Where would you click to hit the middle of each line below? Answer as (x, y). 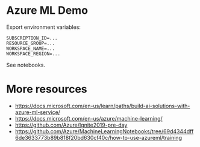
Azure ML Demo (47, 10)
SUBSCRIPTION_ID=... (32, 38)
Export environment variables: (44, 27)
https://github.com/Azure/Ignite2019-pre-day (71, 125)
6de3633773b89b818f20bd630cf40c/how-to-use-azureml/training (98, 137)
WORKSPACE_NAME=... (31, 49)
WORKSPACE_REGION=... (33, 54)
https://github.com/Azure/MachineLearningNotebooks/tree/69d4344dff (104, 131)
